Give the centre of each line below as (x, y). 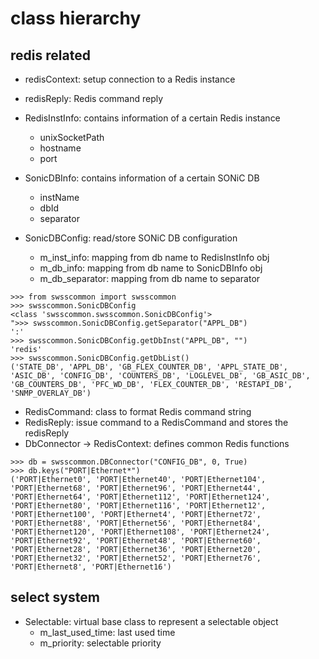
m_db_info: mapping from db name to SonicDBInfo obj (151, 268)
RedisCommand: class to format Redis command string (138, 411)
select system (55, 597)
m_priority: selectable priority (100, 643)
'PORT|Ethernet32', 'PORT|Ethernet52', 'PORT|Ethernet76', (136, 558)
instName (59, 197)
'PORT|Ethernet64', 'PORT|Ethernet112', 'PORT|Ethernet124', (140, 497)
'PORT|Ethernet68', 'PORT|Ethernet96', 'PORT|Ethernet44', (136, 488)
